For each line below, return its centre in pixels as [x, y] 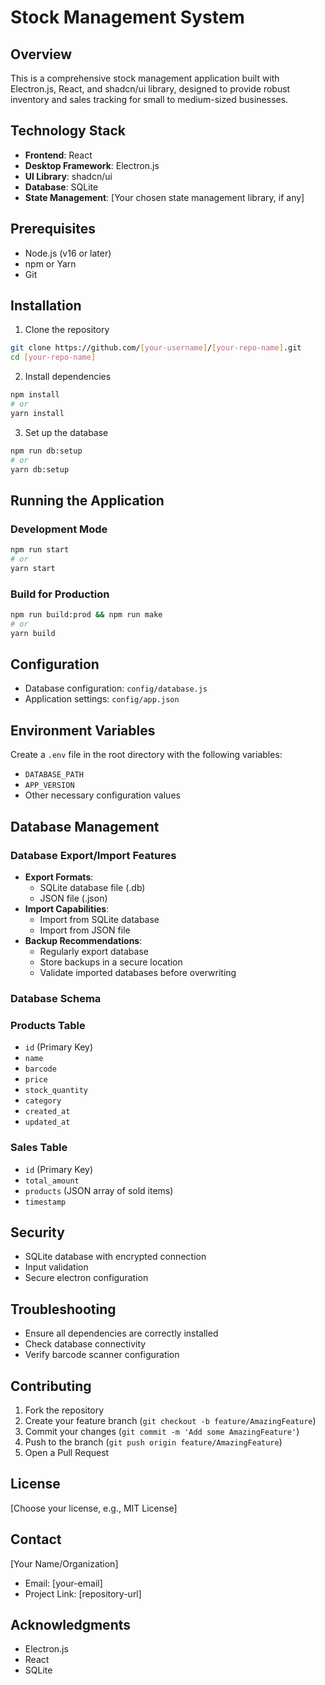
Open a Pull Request [67, 1452]
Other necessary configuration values [102, 795]
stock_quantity [56, 1091]
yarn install [37, 413]
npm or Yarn [50, 263]
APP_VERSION [49, 786]
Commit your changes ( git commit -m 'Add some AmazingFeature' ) [162, 1431]
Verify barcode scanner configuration [102, 1355]
